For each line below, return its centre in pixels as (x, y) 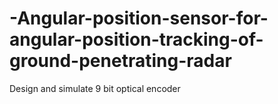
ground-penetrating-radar (120, 61)
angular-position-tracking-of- (136, 39)
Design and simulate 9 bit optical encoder (95, 88)
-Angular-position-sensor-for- (139, 18)
